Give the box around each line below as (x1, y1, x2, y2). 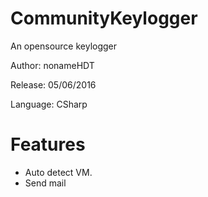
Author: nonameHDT (10, 59, 95, 71)
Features (10, 133, 86, 156)
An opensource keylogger (10, 40, 118, 52)
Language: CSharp (10, 98, 88, 110)
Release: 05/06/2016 (10, 78, 97, 91)
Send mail (24, 177, 67, 189)
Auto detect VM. (24, 166, 93, 178)
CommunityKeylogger (10, 7, 198, 30)
